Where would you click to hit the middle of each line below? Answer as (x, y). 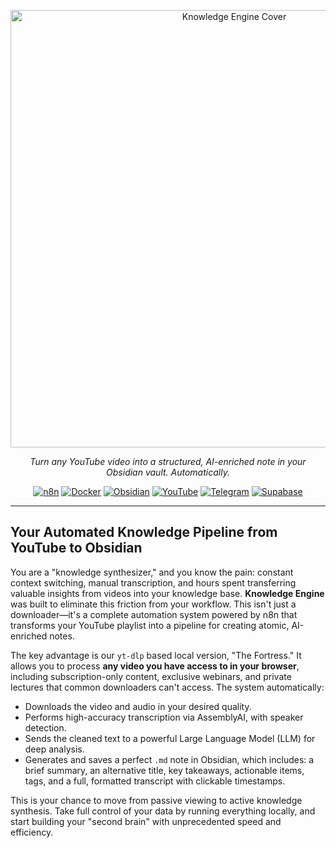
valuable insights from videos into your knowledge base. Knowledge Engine (167, 593)
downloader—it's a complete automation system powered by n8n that (154, 614)
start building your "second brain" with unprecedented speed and (146, 821)
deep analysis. (54, 749)
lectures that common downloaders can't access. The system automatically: (167, 687)
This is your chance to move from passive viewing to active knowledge (156, 800)
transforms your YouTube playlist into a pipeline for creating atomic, (150, 625)
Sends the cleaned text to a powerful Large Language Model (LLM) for (170, 738)
